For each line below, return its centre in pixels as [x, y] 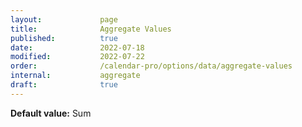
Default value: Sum [51, 113]
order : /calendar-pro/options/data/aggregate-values [151, 66]
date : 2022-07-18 [77, 47]
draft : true [64, 85]
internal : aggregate [75, 76]
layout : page [64, 19]
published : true [64, 38]
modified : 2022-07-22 [77, 57]
